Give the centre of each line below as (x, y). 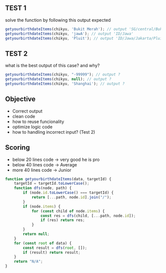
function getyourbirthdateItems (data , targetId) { (58, 179)
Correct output (27, 111)
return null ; (36, 234)
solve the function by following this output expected (58, 20)
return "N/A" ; (28, 262)
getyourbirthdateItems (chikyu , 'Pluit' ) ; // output (59, 38)
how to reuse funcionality (38, 121)
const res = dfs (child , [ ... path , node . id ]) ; (88, 216)
